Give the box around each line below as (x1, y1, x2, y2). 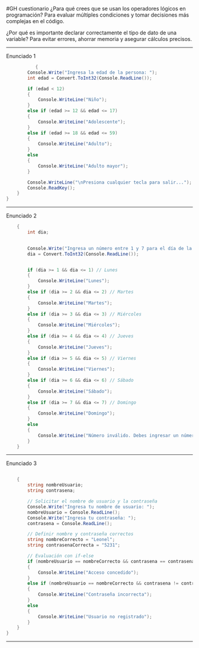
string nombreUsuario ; (27, 482, 84, 488)
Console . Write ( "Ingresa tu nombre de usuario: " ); (27, 504, 155, 510)
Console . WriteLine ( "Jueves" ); (37, 344, 113, 350)
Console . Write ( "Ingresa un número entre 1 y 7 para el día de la (27, 245, 192, 251)
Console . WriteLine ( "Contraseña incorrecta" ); (37, 592, 152, 598)
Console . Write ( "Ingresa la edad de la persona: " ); (27, 69, 158, 75)
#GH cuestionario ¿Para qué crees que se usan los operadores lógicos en (6, 5, 186, 12)
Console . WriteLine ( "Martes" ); (37, 300, 113, 306)
